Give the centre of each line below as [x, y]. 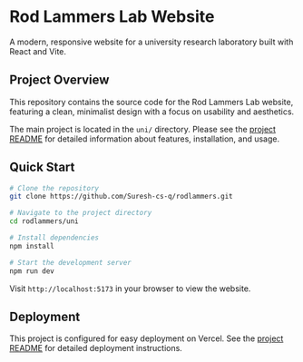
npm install [32, 246]
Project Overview [59, 80]
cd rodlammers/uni [44, 221]
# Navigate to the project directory [81, 213]
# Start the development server [70, 262]
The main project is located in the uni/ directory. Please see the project [143, 129]
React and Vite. [38, 51]
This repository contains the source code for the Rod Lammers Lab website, [151, 102]
